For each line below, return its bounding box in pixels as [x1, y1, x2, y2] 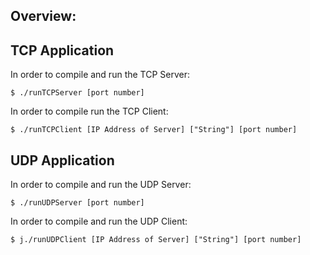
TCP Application [10, 42, 115, 59]
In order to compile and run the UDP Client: [10, 215, 188, 228]
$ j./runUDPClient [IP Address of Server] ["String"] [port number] [10, 235, 302, 245]
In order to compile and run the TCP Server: [10, 69, 191, 81]
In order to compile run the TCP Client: [10, 105, 169, 118]
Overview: [10, 8, 77, 25]
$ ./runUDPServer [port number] [10, 198, 145, 208]
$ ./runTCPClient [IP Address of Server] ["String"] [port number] [10, 125, 298, 135]
